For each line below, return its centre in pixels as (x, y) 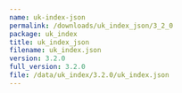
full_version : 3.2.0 (48, 67)
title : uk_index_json (50, 42)
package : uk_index (43, 34)
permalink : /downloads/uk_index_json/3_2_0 (91, 26)
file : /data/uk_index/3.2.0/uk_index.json (89, 75)
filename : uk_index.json (55, 50)
